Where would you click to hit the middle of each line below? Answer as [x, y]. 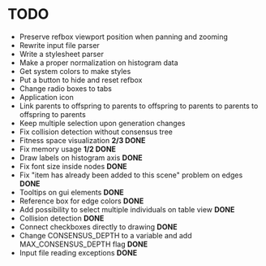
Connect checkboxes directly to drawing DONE [98, 227]
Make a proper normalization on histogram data [99, 63]
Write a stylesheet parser [62, 54]
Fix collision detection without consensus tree [96, 132]
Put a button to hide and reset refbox [81, 80]
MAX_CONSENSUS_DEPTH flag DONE [84, 244]
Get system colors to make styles [75, 71]
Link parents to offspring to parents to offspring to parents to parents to [139, 106]
